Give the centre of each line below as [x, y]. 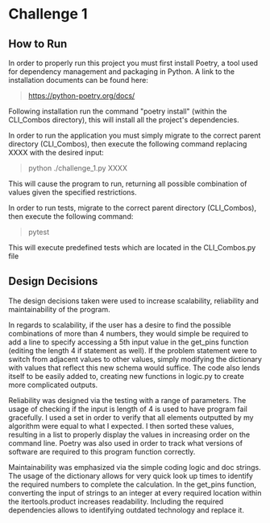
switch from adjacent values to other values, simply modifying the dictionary [135, 359]
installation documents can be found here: [79, 80]
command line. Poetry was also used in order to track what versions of [126, 443]
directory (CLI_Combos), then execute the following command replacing [128, 144]
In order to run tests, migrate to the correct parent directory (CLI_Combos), [132, 208]
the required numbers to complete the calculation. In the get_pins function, [132, 484]
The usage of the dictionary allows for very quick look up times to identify [131, 476]
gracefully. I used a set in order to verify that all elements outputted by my [131, 417]
